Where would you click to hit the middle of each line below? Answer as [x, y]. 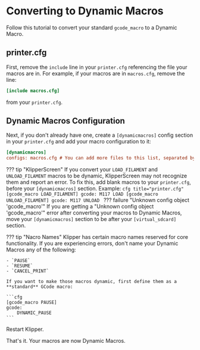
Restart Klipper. [25, 329]
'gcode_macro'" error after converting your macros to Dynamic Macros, [94, 213]
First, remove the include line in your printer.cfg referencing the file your [97, 67]
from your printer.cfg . [35, 102]
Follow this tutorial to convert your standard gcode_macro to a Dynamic [92, 27]
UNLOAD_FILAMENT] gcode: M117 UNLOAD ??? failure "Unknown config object [98, 200]
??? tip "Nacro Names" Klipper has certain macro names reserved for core [97, 237]
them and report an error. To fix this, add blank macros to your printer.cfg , [99, 182]
